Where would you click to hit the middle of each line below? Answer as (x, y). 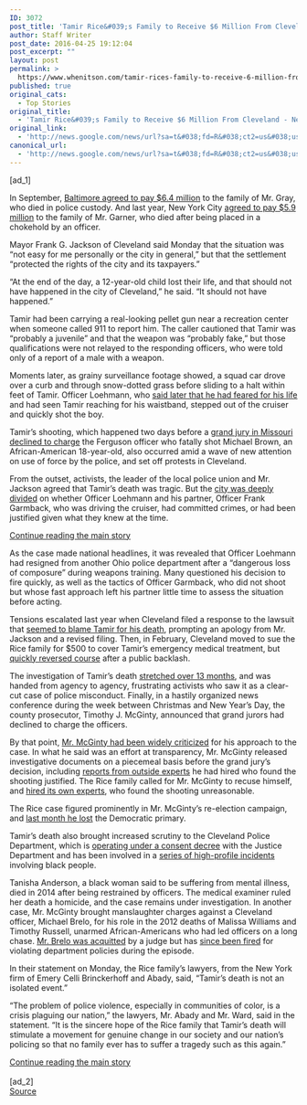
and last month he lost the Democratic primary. (98, 818)
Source (23, 1091)
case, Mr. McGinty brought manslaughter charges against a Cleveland (141, 911)
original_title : (40, 112)
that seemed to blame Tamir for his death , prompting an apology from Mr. (148, 629)
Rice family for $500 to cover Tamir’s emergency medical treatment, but (145, 648)
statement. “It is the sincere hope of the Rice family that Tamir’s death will (148, 1025)
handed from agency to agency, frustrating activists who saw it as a (137, 685)
